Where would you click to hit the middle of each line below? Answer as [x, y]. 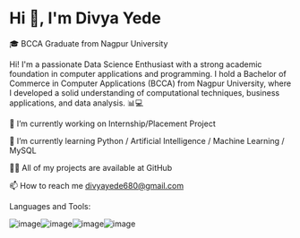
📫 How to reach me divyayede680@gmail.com [97, 185]
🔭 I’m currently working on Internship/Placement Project [113, 123]
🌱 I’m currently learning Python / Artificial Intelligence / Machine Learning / [147, 140]
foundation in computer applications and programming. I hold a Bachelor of [148, 73]
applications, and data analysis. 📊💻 [77, 103]
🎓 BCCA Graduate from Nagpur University [89, 43]
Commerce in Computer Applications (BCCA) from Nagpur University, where [150, 83]
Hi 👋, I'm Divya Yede [85, 18]
